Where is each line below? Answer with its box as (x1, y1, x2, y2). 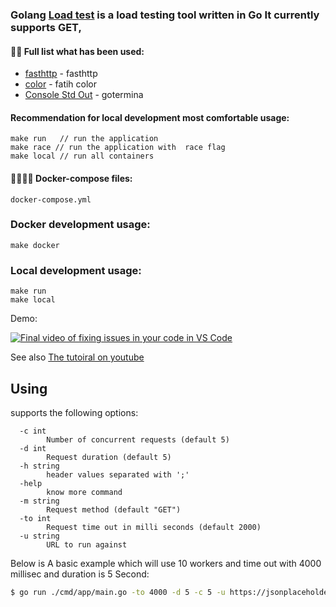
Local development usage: (10, 263, 142, 277)
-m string (19, 496, 60, 506)
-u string (19, 531, 60, 541)
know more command (46, 487, 123, 497)
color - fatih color (24, 78, 98, 90)
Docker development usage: (10, 218, 151, 232)
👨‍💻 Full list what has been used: (10, 45, 145, 57)
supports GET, (10, 20, 82, 34)
